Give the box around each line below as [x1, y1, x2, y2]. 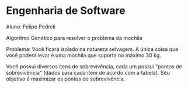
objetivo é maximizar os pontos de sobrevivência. [6, 75, 126, 82]
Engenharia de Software [6, 4, 126, 17]
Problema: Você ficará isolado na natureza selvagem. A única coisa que [6, 45, 179, 53]
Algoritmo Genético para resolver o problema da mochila [6, 34, 142, 41]
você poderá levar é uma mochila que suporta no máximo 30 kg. [6, 52, 162, 58]
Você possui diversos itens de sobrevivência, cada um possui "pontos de [6, 63, 182, 70]
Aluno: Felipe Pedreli [6, 23, 55, 30]
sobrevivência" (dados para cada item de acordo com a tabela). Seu [6, 69, 170, 76]
